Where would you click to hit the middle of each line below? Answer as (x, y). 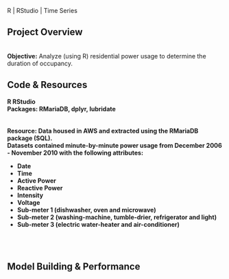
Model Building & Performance (74, 267)
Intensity (30, 195)
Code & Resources (47, 85)
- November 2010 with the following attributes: (75, 153)
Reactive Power (40, 188)
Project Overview (45, 32)
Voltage (28, 202)
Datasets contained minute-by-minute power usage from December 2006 (115, 145)
